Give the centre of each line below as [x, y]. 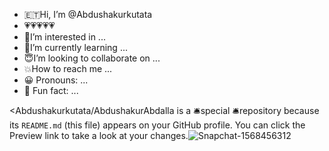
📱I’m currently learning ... [75, 47]
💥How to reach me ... [68, 68]
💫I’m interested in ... [64, 37]
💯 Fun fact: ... [51, 90]
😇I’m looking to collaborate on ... [92, 58]
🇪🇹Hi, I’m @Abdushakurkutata [88, 14]
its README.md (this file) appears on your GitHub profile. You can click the [157, 125]
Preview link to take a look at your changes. [99, 135]
